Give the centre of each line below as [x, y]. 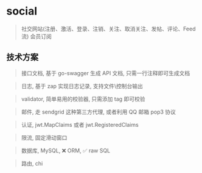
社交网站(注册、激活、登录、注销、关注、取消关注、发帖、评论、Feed [108, 29]
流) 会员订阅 [36, 36]
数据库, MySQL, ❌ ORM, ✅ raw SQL [66, 151]
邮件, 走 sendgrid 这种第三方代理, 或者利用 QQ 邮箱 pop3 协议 [99, 112]
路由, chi [32, 163]
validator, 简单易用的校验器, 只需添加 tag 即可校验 [83, 99]
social [22, 11]
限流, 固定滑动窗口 [44, 137]
